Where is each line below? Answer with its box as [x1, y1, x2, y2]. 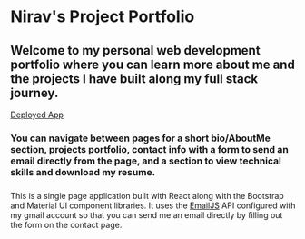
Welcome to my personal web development [10, 43, 261, 58]
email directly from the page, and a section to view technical [10, 154, 282, 167]
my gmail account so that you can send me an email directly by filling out [10, 209, 283, 220]
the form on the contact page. [10, 219, 123, 230]
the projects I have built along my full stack [10, 71, 258, 86]
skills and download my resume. [10, 165, 156, 178]
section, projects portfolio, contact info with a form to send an [10, 143, 289, 155]
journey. [10, 85, 59, 101]
